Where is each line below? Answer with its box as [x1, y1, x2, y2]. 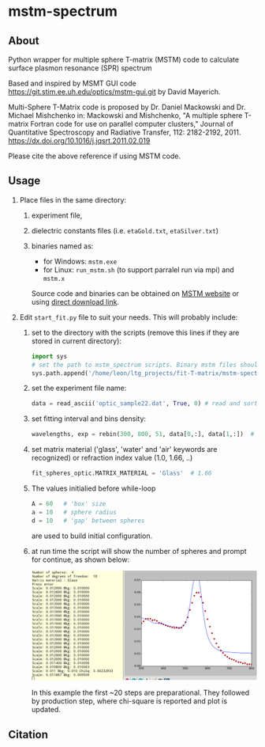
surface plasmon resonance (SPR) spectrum [8, 63, 152, 73]
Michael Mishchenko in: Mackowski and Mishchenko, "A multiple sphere [8, 111, 243, 120]
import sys [31, 352, 68, 360]
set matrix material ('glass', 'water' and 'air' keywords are [31, 445, 218, 454]
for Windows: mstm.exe [43, 256, 118, 266]
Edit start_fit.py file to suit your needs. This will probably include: [19, 312, 238, 322]
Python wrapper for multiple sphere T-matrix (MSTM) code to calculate [8, 55, 239, 64]
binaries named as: [31, 241, 94, 251]
